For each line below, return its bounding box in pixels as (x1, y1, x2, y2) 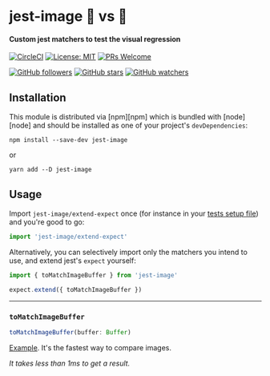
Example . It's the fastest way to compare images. (9, 342, 171, 352)
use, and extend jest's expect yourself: (9, 256, 137, 265)
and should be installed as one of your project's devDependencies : (32, 120, 248, 131)
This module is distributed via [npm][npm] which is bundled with (9, 112, 222, 122)
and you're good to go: (9, 217, 85, 227)
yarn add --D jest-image (9, 166, 92, 174)
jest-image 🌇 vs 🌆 (9, 7, 127, 26)
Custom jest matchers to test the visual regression (9, 34, 181, 43)
